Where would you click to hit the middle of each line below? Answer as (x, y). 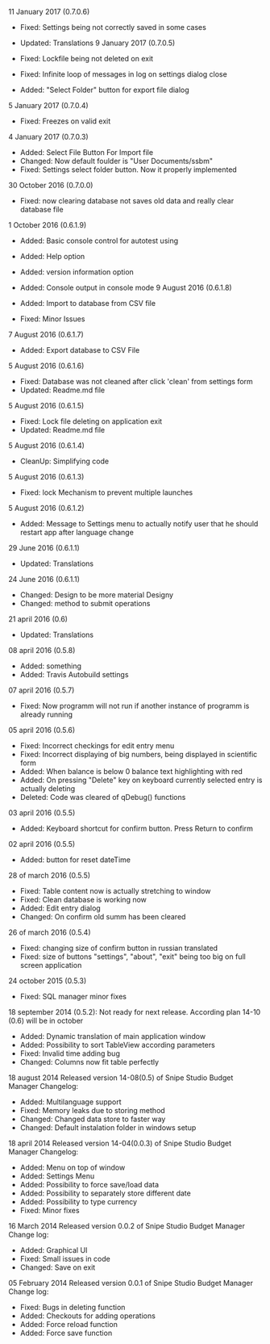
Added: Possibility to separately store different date (105, 1193)
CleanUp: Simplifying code (64, 461)
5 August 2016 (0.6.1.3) (46, 477)
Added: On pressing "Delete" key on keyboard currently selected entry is (141, 780)
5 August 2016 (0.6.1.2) (46, 508)
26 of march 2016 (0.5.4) (50, 932)
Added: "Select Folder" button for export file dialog (104, 90)
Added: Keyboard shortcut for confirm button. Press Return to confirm (137, 828)
